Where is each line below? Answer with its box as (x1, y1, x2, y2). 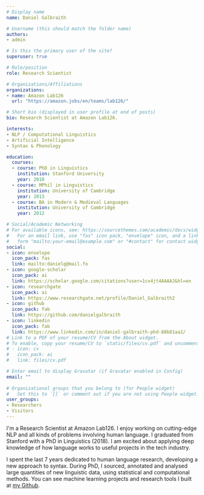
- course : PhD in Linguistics (12, 165, 88, 171)
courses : (12, 160, 34, 166)
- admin (6, 37, 26, 43)
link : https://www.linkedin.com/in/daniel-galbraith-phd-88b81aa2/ (12, 329, 186, 335)
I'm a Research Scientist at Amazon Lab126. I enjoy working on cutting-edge (6, 424, 197, 432)
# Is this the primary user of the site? (6, 48, 113, 54)
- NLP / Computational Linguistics (6, 132, 97, 138)
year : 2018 (17, 177, 45, 183)
